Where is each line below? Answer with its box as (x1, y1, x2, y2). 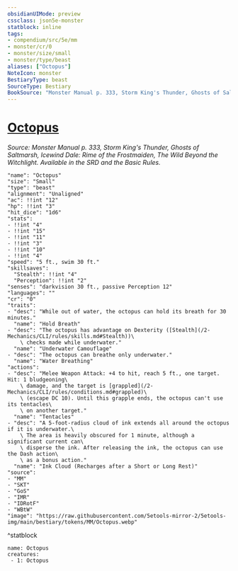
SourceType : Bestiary (7, 83, 72, 90)
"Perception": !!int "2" (13, 277, 87, 284)
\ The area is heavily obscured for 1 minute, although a (20, 432, 195, 439)
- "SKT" (7, 482, 30, 489)
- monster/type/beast (7, 57, 72, 64)
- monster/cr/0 (7, 43, 52, 50)
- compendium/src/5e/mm (7, 37, 78, 44)
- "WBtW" (7, 507, 33, 514)
